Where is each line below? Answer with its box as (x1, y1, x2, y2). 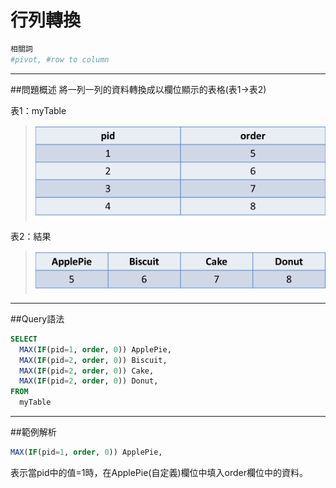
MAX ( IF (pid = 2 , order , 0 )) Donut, (19, 376, 159, 386)
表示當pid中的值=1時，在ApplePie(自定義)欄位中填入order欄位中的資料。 (10, 466, 308, 478)
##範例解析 (10, 426, 57, 438)
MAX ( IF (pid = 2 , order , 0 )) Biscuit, (19, 355, 168, 365)
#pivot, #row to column (10, 54, 110, 65)
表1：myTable (10, 104, 67, 116)
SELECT (10, 334, 38, 344)
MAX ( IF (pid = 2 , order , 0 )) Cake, (19, 366, 155, 376)
